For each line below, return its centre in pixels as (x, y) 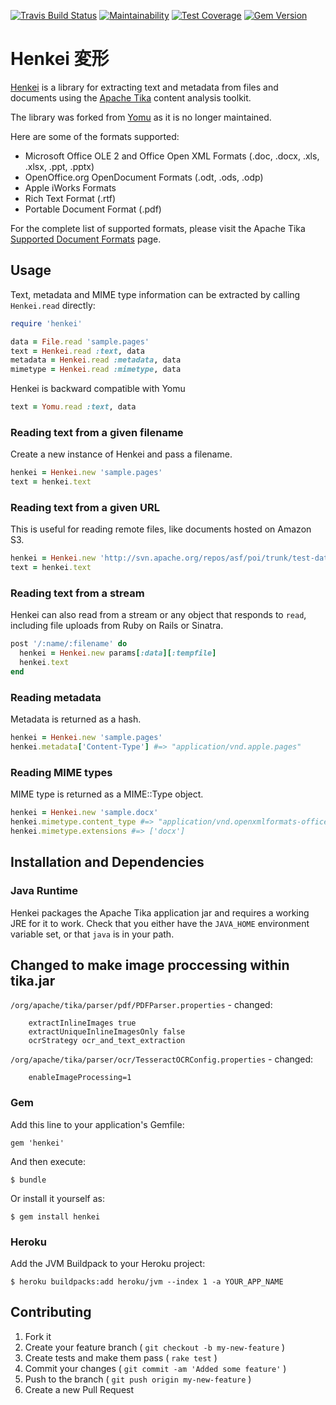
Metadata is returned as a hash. (76, 719)
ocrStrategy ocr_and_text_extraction (107, 1041)
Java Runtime (44, 891)
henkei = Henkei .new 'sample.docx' (84, 813)
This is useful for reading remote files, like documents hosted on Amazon (161, 529)
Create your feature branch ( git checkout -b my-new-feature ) (155, 1347)
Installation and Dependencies (107, 862)
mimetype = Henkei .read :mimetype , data (96, 370)
